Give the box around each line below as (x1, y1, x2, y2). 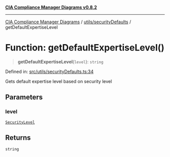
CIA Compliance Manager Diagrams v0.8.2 (5, 5, 97, 10)
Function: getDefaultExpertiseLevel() (5, 42, 164, 54)
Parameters (5, 93, 43, 102)
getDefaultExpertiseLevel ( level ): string (17, 58, 104, 65)
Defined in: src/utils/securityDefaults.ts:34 (5, 68, 94, 74)
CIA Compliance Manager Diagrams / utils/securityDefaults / (5, 19, 132, 25)
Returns (5, 134, 31, 142)
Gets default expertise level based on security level (5, 78, 112, 84)
